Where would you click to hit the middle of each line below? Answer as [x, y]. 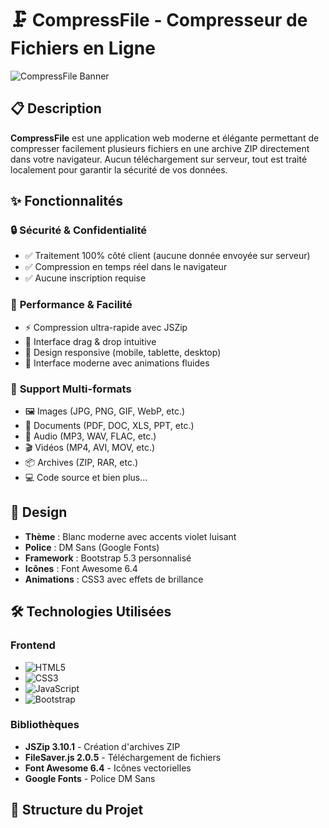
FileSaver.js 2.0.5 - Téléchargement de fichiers [123, 757]
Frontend [33, 645]
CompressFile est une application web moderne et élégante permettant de [165, 138]
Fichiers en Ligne [83, 48]
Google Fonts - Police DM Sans [90, 778]
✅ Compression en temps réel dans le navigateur [126, 267]
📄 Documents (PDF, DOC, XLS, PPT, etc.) [109, 426]
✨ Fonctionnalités [67, 201]
